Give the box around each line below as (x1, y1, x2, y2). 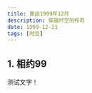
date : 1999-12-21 (7, 23, 58, 30)
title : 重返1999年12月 (7, 10, 70, 18)
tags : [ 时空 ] (7, 30, 44, 37)
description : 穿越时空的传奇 (7, 17, 86, 24)
